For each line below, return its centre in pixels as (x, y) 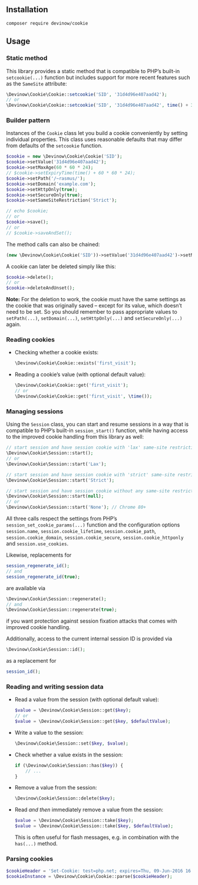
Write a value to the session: (49, 732)
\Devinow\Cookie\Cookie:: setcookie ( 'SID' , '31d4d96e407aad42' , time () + (97, 106)
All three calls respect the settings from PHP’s (62, 519)
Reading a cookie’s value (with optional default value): (80, 374)
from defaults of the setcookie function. (55, 146)
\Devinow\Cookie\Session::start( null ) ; (55, 496)
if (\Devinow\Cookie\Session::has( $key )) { (69, 765)
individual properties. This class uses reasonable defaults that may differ (94, 139)
